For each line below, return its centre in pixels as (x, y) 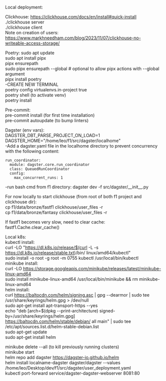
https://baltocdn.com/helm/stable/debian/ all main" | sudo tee (68, 321)
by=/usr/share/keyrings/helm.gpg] (40, 316)
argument (15, 74)
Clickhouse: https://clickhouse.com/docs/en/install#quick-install (71, 17)
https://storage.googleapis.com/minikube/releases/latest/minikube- (92, 268)
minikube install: (22, 263)
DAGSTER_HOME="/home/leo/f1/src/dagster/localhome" (63, 141)
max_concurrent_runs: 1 (39, 178)
